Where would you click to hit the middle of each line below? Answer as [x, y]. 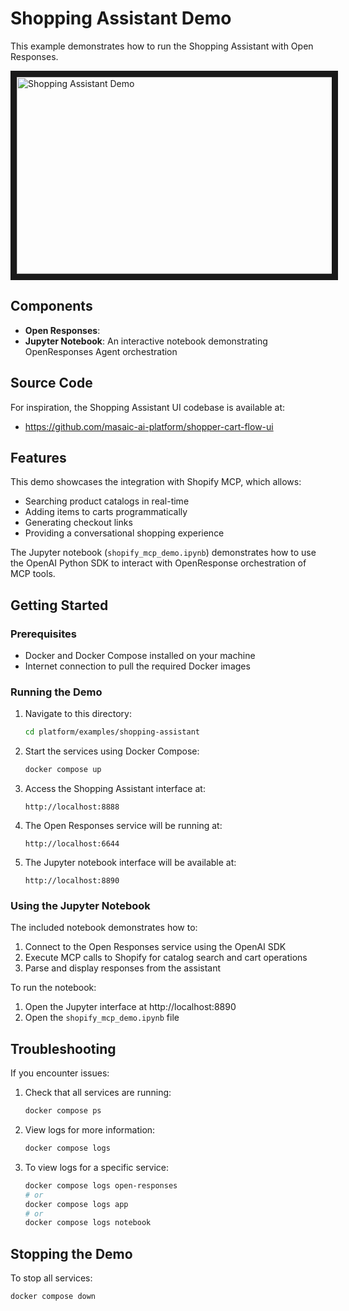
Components [51, 306]
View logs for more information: [90, 1130]
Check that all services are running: [98, 1093]
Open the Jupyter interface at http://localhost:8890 [130, 1007]
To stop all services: [51, 1278]
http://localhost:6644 [72, 844]
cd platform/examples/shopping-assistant [112, 732]
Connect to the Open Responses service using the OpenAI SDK [155, 947]
